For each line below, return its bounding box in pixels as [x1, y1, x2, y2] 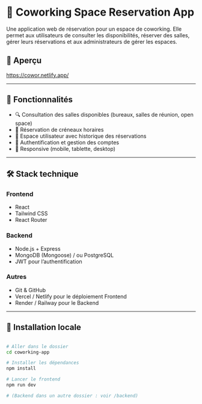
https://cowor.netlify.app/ [6, 72, 69, 79]
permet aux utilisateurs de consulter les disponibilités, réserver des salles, [6, 31, 190, 38]
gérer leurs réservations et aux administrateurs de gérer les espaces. [6, 38, 177, 45]
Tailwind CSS [14, 210, 48, 217]
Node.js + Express [14, 245, 61, 252]
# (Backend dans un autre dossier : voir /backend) [6, 393, 138, 399]
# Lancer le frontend [6, 376, 61, 382]
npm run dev [6, 382, 36, 388]
